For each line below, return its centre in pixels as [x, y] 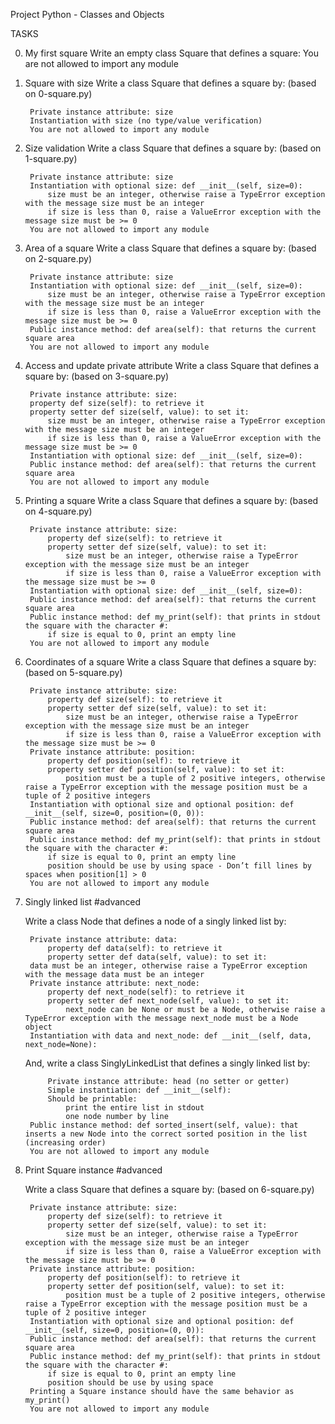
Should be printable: [92, 1099]
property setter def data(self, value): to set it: [157, 957]
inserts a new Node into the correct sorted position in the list [166, 1134]
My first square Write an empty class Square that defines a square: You [171, 53]
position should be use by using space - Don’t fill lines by [179, 866]
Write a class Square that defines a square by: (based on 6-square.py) [169, 1189]
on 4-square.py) [58, 511]
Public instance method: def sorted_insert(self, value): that [164, 1125]
